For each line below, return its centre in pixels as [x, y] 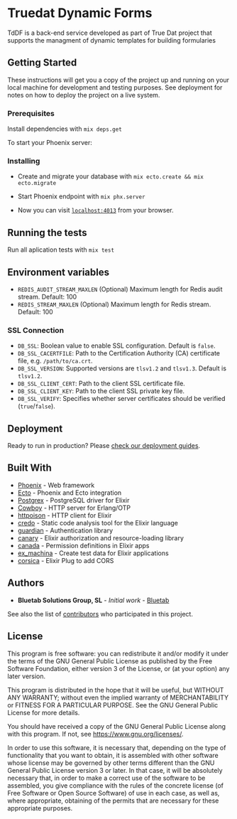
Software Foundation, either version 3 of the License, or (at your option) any [118, 668]
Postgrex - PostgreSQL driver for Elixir [73, 500]
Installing [24, 161]
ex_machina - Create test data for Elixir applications [93, 553]
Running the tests [47, 232]
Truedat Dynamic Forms [80, 13]
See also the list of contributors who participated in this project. [100, 614]
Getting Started [42, 63]
